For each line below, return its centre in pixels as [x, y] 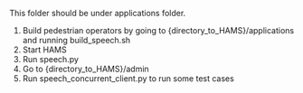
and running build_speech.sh [76, 40]
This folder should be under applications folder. [98, 13]
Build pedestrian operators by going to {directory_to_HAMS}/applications [158, 30]
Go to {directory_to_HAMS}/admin [85, 69]
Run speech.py [51, 59]
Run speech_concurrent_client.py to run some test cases [128, 79]
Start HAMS [44, 50]
